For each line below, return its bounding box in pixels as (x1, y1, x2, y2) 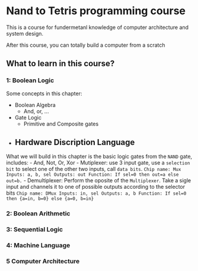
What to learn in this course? (6, 59, 115, 69)
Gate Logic (14, 114, 41, 121)
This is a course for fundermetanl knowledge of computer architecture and (6, 24, 189, 31)
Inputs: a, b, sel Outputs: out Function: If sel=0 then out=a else (6, 172, 179, 178)
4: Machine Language (6, 241, 71, 250)
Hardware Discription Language (14, 137, 135, 147)
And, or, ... (23, 108, 49, 115)
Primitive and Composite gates (23, 120, 99, 127)
